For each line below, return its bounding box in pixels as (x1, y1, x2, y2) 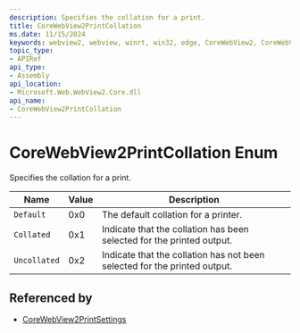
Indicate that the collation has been (101, 223, 249, 236)
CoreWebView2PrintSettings (21, 314, 127, 324)
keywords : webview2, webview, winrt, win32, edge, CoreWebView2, (9, 37, 257, 47)
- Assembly (9, 71, 50, 80)
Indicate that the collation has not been (101, 249, 265, 262)
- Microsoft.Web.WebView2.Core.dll (9, 87, 142, 96)
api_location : (9, 79, 62, 88)
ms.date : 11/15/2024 (9, 29, 87, 38)
